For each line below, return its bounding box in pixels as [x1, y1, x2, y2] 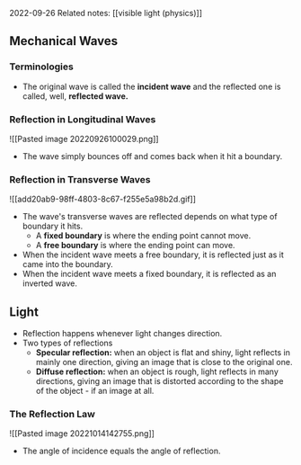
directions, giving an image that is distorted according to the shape [35, 376, 284, 387]
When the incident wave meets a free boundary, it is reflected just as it [22, 249, 285, 260]
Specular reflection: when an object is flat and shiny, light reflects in [35, 347, 290, 358]
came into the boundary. [22, 259, 114, 270]
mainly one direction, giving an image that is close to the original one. [35, 357, 293, 368]
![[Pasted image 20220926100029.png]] [9, 133, 159, 144]
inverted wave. [22, 278, 78, 289]
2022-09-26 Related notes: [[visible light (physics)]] [9, 8, 203, 18]
